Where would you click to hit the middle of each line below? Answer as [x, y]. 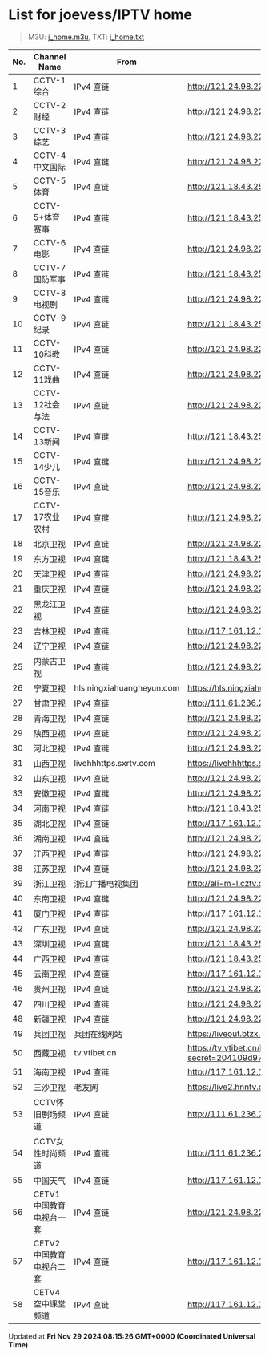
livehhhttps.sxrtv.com [115, 763]
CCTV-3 [50, 130]
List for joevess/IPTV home [100, 15]
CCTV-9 [50, 318]
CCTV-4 [50, 156]
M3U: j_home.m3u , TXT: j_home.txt [86, 37]
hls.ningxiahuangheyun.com [127, 687]
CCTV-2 [50, 105]
